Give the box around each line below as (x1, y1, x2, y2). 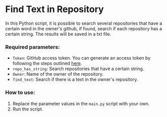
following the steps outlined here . (12, 61, 82, 67)
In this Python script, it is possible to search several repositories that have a (5, 20, 162, 26)
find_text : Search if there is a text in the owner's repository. (12, 77, 138, 83)
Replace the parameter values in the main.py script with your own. (12, 100, 150, 106)
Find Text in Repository (5, 4, 104, 15)
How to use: (5, 89, 35, 96)
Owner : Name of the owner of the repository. (12, 71, 104, 77)
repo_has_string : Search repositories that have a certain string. (12, 66, 144, 72)
